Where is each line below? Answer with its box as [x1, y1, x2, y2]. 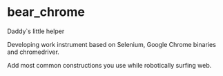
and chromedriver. [7, 48, 60, 56]
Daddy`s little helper [7, 27, 65, 35]
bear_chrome [7, 4, 85, 20]
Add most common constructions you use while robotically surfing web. [7, 61, 212, 69]
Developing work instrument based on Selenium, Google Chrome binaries [7, 40, 216, 48]
